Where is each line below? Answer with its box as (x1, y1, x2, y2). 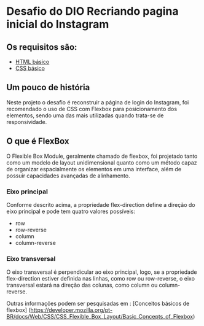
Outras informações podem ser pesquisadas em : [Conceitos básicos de (6, 300, 190, 308)
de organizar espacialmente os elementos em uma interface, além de (6, 165, 182, 173)
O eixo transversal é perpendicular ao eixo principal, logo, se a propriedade (6, 268, 197, 276)
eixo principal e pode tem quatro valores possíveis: (6, 208, 136, 215)
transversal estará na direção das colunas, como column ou (6, 281, 158, 289)
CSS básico (15, 64, 45, 72)
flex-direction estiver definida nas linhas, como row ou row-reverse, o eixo (6, 275, 195, 282)
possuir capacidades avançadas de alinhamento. (6, 172, 130, 179)
